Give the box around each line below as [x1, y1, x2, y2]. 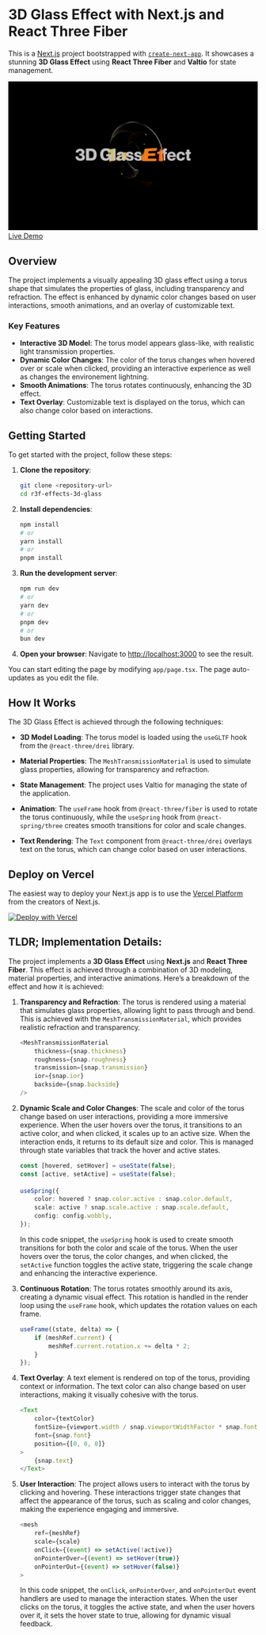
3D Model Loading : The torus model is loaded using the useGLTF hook [19, 732, 248, 743]
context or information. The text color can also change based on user [19, 1382, 246, 1391]
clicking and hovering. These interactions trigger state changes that [19, 1487, 241, 1497]
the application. [19, 789, 71, 798]
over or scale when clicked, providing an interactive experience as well [19, 363, 252, 374]
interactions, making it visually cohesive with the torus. [19, 1390, 199, 1399]
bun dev [19, 635, 45, 643]
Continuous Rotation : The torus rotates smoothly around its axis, [19, 1284, 233, 1293]
